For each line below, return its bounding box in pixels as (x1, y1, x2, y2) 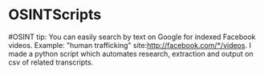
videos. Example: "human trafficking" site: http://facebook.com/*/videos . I (8, 40, 251, 49)
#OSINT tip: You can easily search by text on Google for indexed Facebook (8, 32, 256, 41)
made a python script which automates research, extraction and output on (8, 49, 254, 58)
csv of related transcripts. (8, 57, 94, 67)
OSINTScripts (8, 6, 102, 24)
